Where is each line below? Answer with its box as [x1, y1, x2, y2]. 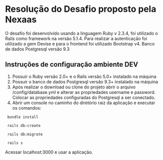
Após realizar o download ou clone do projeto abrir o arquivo [12, 84, 136, 90]
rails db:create [7, 123, 41, 128]
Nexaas [5, 14, 37, 25]
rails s [7, 140, 23, 145]
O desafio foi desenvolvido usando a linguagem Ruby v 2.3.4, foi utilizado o [5, 30, 158, 36]
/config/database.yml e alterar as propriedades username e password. [12, 89, 156, 95]
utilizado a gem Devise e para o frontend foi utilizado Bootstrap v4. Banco [5, 40, 155, 46]
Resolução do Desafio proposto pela [5, 3, 157, 15]
